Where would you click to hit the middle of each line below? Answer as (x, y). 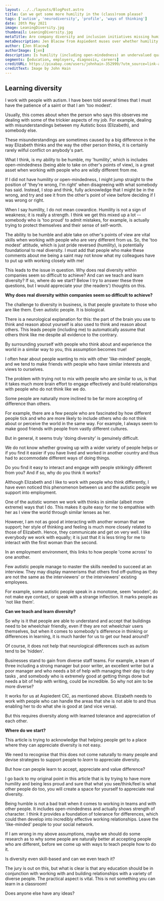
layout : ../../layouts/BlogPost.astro (44, 10)
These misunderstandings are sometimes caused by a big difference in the (80, 140)
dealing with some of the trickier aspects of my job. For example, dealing (78, 120)
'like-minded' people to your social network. (50, 824)
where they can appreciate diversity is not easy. (53, 745)
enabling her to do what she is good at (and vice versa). (61, 706)
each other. (17, 721)
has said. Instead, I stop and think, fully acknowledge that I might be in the (80, 190)
